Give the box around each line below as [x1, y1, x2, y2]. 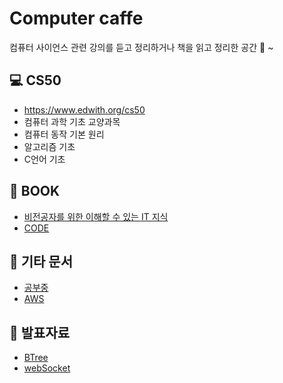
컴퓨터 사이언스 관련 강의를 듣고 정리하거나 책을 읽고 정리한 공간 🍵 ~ [9, 41, 274, 53]
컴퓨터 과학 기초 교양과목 [23, 115, 121, 127]
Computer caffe [9, 7, 144, 30]
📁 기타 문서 [9, 253, 74, 270]
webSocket [23, 362, 71, 374]
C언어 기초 [23, 153, 66, 165]
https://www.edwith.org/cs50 [23, 103, 146, 116]
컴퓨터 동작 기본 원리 [23, 128, 105, 140]
